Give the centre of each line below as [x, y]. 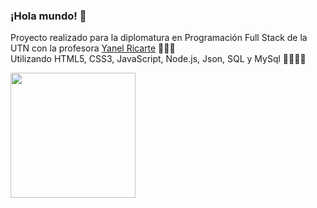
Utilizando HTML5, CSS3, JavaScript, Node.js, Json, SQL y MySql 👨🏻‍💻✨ [158, 59]
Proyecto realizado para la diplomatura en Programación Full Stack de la [159, 38]
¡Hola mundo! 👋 [48, 16]
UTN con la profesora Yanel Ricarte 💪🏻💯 [93, 48]
